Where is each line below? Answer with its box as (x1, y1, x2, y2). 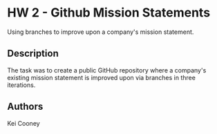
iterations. (7, 81, 36, 89)
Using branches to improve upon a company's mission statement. (7, 28, 194, 36)
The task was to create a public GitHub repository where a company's (7, 66, 207, 74)
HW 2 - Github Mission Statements (7, 5, 211, 21)
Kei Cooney (7, 119, 40, 127)
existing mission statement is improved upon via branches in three (7, 73, 196, 82)
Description (7, 48, 59, 59)
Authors (7, 101, 44, 113)
